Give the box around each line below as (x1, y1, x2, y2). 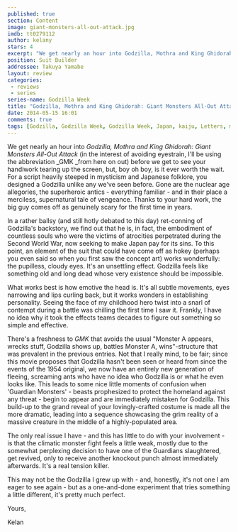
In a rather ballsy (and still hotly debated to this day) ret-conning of (7, 216, 203, 224)
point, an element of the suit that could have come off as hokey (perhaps (7, 246, 220, 255)
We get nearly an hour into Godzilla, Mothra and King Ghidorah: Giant (7, 142, 211, 151)
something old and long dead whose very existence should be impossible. (7, 269, 224, 278)
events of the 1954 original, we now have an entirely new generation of (7, 364, 215, 373)
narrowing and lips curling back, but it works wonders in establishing (7, 291, 208, 299)
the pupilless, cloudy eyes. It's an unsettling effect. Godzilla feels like (7, 261, 209, 270)
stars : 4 (7, 43, 33, 50)
